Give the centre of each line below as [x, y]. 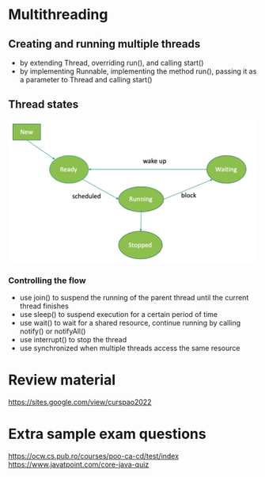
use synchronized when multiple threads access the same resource [130, 348]
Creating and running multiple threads [104, 44]
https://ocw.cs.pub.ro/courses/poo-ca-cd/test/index [94, 456]
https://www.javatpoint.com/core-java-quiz [79, 464]
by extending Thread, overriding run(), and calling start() [112, 63]
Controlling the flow [47, 280]
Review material [62, 380]
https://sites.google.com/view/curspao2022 [80, 402]
